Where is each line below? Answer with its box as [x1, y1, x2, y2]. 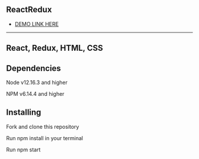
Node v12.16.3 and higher [6, 79, 68, 86]
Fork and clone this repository [6, 123, 79, 130]
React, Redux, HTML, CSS [6, 43, 104, 53]
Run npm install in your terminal [6, 134, 84, 141]
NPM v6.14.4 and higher [6, 90, 65, 98]
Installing [6, 108, 41, 118]
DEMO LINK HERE [14, 20, 59, 27]
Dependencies [6, 63, 61, 73]
